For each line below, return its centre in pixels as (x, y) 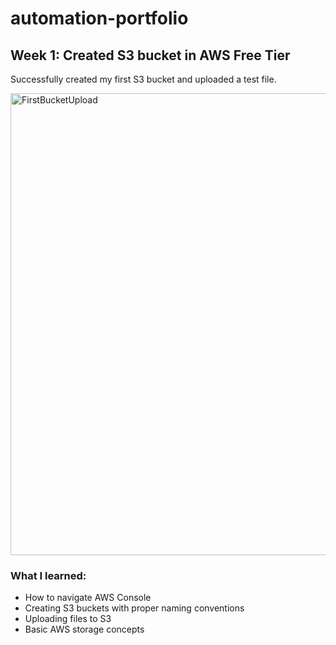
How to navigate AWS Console (88, 598)
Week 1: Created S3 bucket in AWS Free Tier (150, 55)
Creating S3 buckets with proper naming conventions (134, 608)
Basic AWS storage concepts (84, 629)
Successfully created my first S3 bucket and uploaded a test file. (143, 79)
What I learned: (48, 575)
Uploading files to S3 (68, 619)
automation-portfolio (99, 18)
